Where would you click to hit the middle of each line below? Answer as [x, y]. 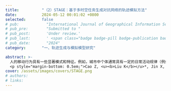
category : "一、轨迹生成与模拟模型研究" [50, 48]
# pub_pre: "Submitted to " [43, 29]
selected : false [29, 19]
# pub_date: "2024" [33, 43]
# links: [15, 81]
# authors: [17, 76]
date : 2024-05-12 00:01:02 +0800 [52, 15]
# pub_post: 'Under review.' [43, 34]
